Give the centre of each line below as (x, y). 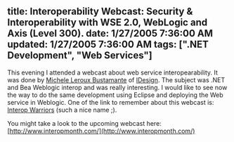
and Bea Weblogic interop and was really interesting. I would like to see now (117, 87)
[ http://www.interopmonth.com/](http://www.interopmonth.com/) (101, 131)
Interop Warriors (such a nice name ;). (62, 110)
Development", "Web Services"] (80, 56)
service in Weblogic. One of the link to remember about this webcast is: (111, 102)
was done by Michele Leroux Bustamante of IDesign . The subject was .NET (116, 79)
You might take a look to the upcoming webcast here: (84, 123)
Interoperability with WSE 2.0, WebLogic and (108, 23)
